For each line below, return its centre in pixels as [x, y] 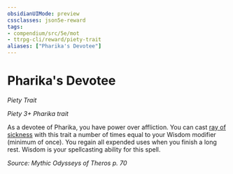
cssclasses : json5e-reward [47, 20]
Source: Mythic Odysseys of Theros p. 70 [67, 163]
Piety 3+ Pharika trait [38, 113]
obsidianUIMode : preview [43, 14]
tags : [15, 27]
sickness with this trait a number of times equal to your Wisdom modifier [112, 134]
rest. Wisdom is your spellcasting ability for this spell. [84, 149]
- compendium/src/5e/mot [43, 33]
